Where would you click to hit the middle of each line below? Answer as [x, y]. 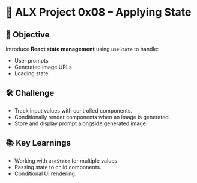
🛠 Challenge [30, 93]
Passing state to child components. [58, 167]
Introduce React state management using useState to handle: [82, 49]
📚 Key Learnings [38, 143]
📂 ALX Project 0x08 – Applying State [98, 12]
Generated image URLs [43, 67]
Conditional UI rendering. [45, 173]
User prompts [31, 60]
